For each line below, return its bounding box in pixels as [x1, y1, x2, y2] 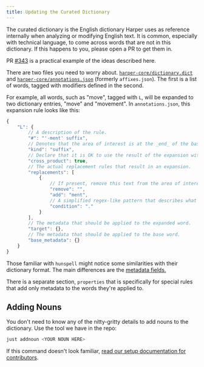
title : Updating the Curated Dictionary [6, 9, 110, 15]
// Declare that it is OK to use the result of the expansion [28, 152, 189, 159]
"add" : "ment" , [49, 192, 88, 198]
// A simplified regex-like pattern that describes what [49, 198, 197, 204]
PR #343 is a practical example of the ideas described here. [6, 57, 156, 64]
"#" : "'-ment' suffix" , [28, 135, 88, 141]
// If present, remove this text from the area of [49, 180, 181, 187]
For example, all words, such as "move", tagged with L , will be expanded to [6, 93, 194, 101]
